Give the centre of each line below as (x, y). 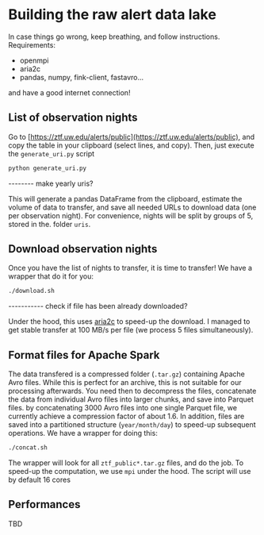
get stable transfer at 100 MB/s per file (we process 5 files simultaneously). (131, 330)
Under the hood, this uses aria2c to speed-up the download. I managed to (129, 321)
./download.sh (32, 291)
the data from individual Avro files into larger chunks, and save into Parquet (131, 399)
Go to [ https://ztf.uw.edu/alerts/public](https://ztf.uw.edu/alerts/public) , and (132, 137)
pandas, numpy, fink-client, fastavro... (82, 77)
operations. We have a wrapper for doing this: (83, 433)
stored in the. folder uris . (50, 224)
